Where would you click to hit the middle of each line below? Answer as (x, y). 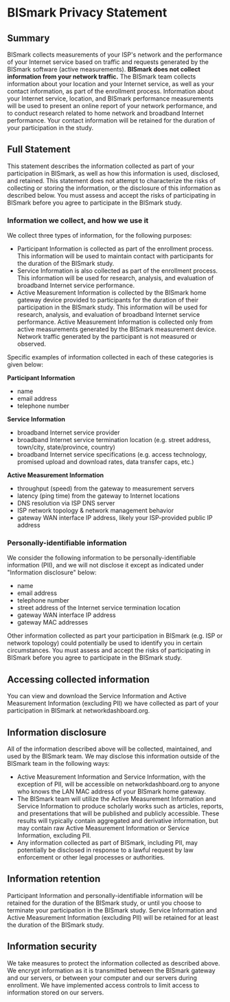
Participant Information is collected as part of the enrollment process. (115, 249)
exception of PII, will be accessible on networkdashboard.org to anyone (118, 784)
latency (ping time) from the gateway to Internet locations (98, 496)
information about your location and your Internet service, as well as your (111, 84)
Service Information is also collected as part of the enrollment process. (117, 271)
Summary (28, 38)
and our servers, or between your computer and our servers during (102, 978)
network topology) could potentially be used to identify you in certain (105, 643)
